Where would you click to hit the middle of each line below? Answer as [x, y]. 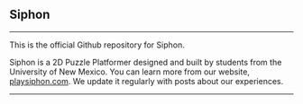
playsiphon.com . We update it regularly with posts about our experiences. [147, 81]
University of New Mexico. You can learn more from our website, [130, 72]
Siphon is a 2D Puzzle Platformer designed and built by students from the [146, 62]
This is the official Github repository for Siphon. [97, 45]
